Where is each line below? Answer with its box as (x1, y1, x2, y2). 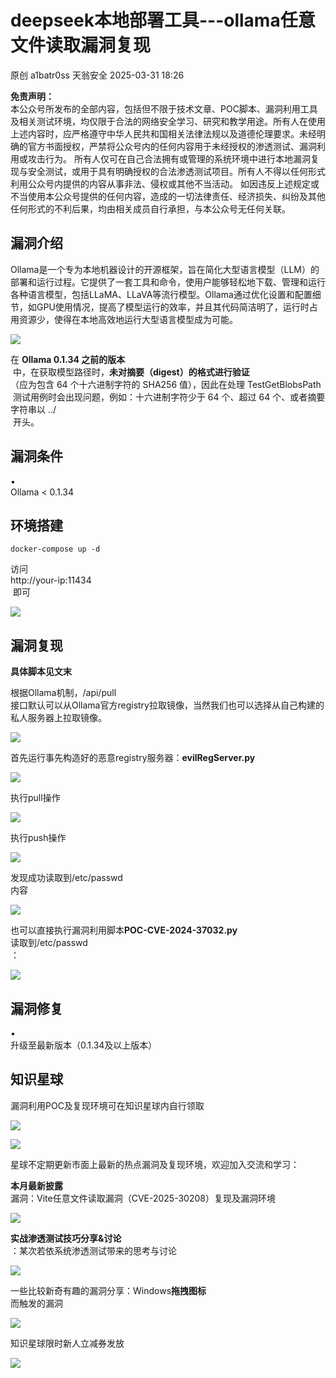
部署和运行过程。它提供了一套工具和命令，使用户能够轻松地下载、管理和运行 (10, 276, 326, 288)
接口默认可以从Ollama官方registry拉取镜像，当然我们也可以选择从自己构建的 (10, 699, 325, 711)
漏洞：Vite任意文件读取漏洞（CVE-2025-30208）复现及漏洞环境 (10, 1192, 276, 1204)
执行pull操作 (10, 792, 61, 804)
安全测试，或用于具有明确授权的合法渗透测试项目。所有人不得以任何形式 (27, 165, 326, 177)
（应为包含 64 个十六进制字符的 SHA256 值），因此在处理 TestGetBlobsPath (10, 378, 322, 390)
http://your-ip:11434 (10, 574, 92, 586)
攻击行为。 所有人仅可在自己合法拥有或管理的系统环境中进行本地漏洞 (27, 152, 311, 165)
